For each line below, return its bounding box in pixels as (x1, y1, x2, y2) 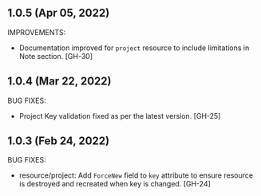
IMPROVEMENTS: (7, 27, 66, 37)
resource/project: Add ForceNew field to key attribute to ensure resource (18, 171, 253, 180)
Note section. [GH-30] (18, 51, 93, 61)
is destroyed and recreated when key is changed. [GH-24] (18, 179, 211, 189)
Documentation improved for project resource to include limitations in (18, 43, 250, 53)
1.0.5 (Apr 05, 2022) (7, 6, 110, 20)
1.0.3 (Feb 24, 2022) (7, 135, 109, 148)
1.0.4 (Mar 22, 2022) (7, 75, 112, 88)
